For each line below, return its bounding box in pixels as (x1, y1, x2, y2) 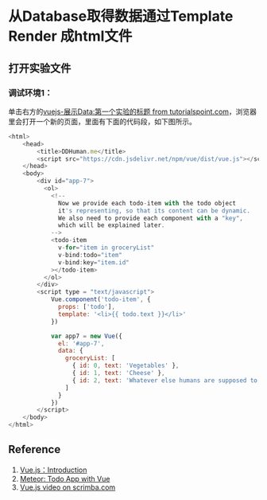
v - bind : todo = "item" (58, 251, 123, 259)
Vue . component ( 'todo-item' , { (50, 295, 151, 303)
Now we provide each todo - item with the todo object (58, 199, 237, 207)
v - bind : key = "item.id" (58, 258, 130, 267)
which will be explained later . (58, 221, 165, 229)
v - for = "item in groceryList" (58, 244, 155, 252)
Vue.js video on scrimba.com (19, 482, 116, 492)
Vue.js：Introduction (19, 465, 87, 475)
